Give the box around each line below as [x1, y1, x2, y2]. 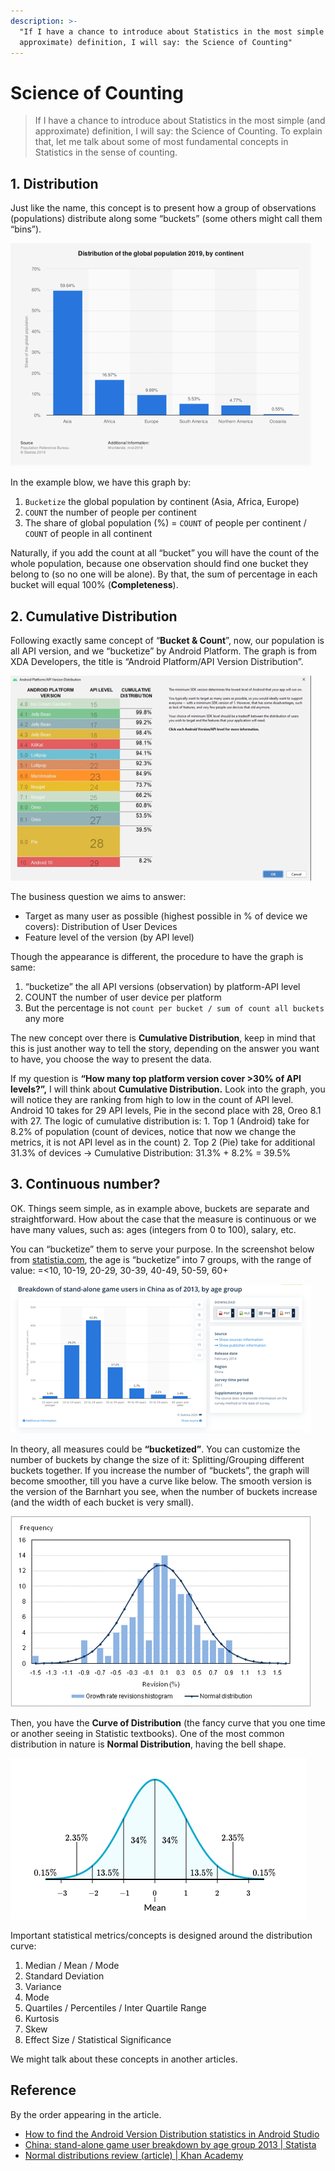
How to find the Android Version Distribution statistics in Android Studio [24, 2128, 320, 2140]
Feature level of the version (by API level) [24, 931, 195, 943]
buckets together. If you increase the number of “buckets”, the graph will [10, 1464, 310, 1476]
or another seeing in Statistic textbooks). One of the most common [10, 1727, 285, 1739]
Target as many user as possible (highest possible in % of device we [24, 910, 308, 922]
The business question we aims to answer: [10, 890, 187, 902]
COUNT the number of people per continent [24, 506, 197, 519]
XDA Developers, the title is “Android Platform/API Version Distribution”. [10, 655, 304, 667]
